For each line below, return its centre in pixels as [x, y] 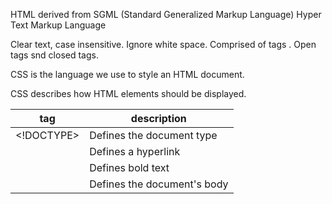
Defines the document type [153, 135]
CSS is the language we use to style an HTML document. [127, 74]
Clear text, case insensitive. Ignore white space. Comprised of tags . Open [163, 44]
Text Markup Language [58, 25]
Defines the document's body [159, 184]
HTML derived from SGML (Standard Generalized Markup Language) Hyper [166, 14]
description [158, 118]
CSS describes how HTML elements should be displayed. [128, 93]
